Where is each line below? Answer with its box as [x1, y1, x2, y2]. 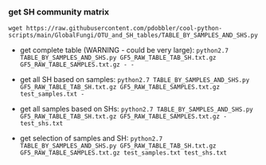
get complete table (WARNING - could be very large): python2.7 [19, 45, 229, 55]
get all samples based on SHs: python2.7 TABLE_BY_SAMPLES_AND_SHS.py [19, 104, 253, 114]
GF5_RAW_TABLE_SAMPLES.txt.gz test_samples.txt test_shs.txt [19, 149, 228, 157]
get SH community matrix [8, 6, 110, 18]
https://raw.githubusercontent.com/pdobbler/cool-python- [25, 25, 223, 33]
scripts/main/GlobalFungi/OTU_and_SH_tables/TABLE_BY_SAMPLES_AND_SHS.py [8, 31, 259, 40]
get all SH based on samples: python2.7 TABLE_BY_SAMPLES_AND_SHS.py [19, 75, 250, 84]
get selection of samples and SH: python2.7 [19, 134, 163, 143]
